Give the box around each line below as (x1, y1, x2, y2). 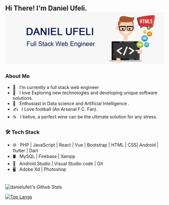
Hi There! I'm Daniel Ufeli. (5, 4, 87, 13)
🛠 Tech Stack (5, 129, 40, 136)
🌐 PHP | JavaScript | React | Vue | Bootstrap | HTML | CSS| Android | (12, 142, 159, 148)
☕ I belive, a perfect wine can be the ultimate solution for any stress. (12, 113, 157, 119)
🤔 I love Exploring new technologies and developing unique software (12, 90, 158, 96)
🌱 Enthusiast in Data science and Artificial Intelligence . (12, 100, 130, 106)
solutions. (12, 95, 33, 101)
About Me (5, 73, 30, 80)
